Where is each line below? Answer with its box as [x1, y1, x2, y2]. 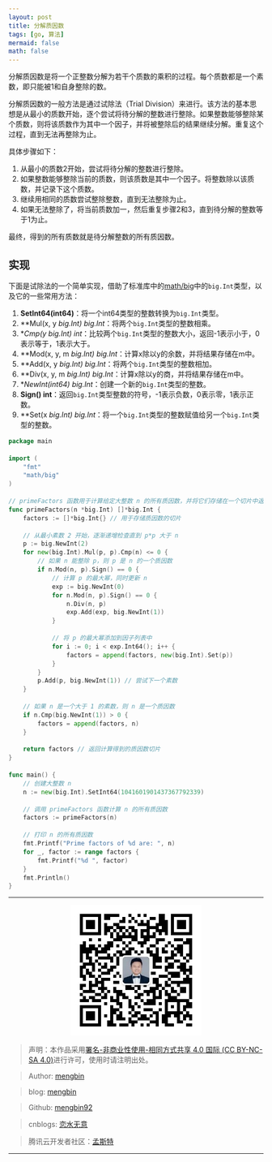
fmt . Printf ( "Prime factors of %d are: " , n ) [23, 840, 176, 848]
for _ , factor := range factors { [23, 848, 139, 856]
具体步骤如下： [8, 147, 58, 157]
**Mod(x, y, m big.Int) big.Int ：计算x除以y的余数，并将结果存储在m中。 [19, 349, 259, 359]
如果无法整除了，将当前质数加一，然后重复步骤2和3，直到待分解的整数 [19, 204, 257, 214]
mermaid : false [8, 39, 60, 47]
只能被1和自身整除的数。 [29, 82, 111, 92]
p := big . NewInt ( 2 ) [23, 540, 89, 548]
